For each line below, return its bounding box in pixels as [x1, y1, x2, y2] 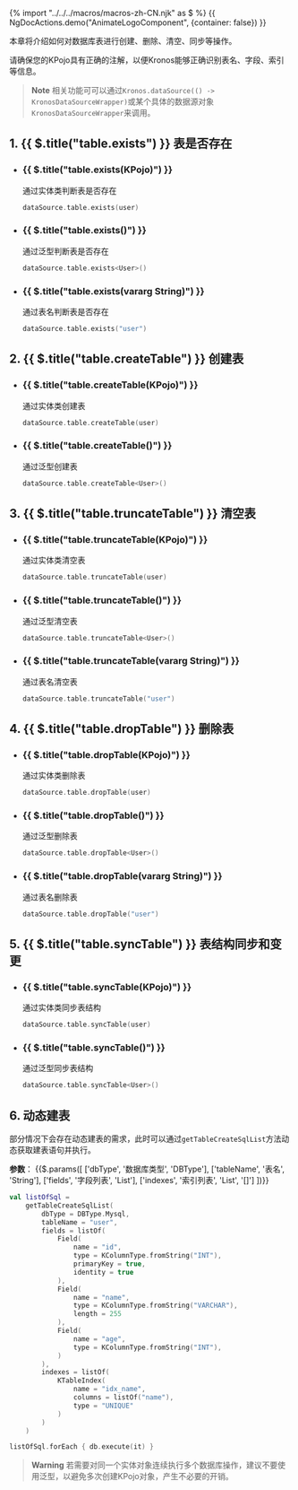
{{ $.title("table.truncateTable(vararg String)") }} [21, 655, 240, 667]
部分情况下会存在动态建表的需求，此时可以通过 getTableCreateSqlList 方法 [9, 1134, 282, 1144]
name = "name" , [72, 1293, 130, 1302]
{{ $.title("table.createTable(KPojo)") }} [21, 379, 199, 391]
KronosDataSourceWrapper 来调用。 [30, 108, 156, 118]
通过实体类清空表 [21, 555, 86, 566]
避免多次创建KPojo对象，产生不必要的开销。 [70, 1471, 234, 1482]
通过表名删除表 [21, 892, 78, 902]
